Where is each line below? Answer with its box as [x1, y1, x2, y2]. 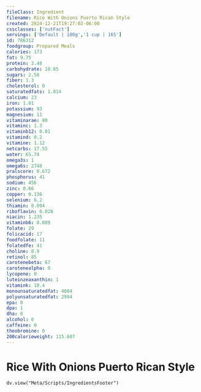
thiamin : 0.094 [6, 203, 45, 209]
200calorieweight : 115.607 [6, 333, 75, 340]
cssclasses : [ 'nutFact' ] [6, 26, 70, 32]
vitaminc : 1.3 [6, 123, 43, 129]
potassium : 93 [6, 105, 43, 112]
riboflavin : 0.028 [6, 208, 53, 214]
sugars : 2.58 [6, 72, 40, 78]
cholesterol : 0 [6, 83, 45, 89]
